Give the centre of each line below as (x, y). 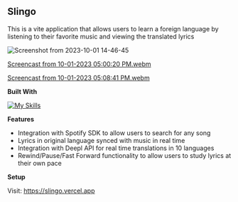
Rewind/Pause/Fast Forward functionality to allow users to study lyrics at (124, 155)
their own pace (39, 163)
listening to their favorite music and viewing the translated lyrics (101, 36)
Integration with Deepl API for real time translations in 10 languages (116, 148)
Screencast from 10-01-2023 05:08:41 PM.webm (79, 78)
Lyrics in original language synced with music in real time (101, 140)
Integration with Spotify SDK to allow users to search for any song (114, 133)
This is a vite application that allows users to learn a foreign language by (113, 28)
